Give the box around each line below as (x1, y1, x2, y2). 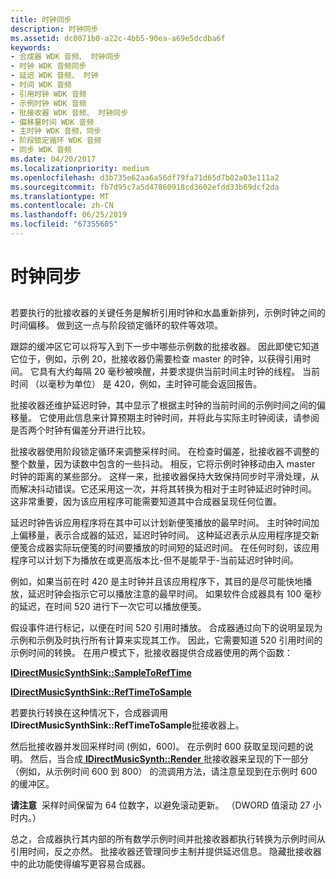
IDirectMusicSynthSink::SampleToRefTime (10, 667, 192, 679)
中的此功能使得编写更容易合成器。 (10, 858, 151, 870)
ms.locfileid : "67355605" (10, 219, 118, 230)
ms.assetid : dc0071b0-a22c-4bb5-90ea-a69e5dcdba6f (10, 33, 226, 43)
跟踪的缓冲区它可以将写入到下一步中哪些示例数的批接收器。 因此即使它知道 (10, 341, 320, 353)
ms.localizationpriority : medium (10, 163, 150, 173)
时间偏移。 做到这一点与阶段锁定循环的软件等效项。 (10, 319, 223, 331)
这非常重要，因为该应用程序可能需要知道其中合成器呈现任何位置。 (10, 496, 282, 508)
